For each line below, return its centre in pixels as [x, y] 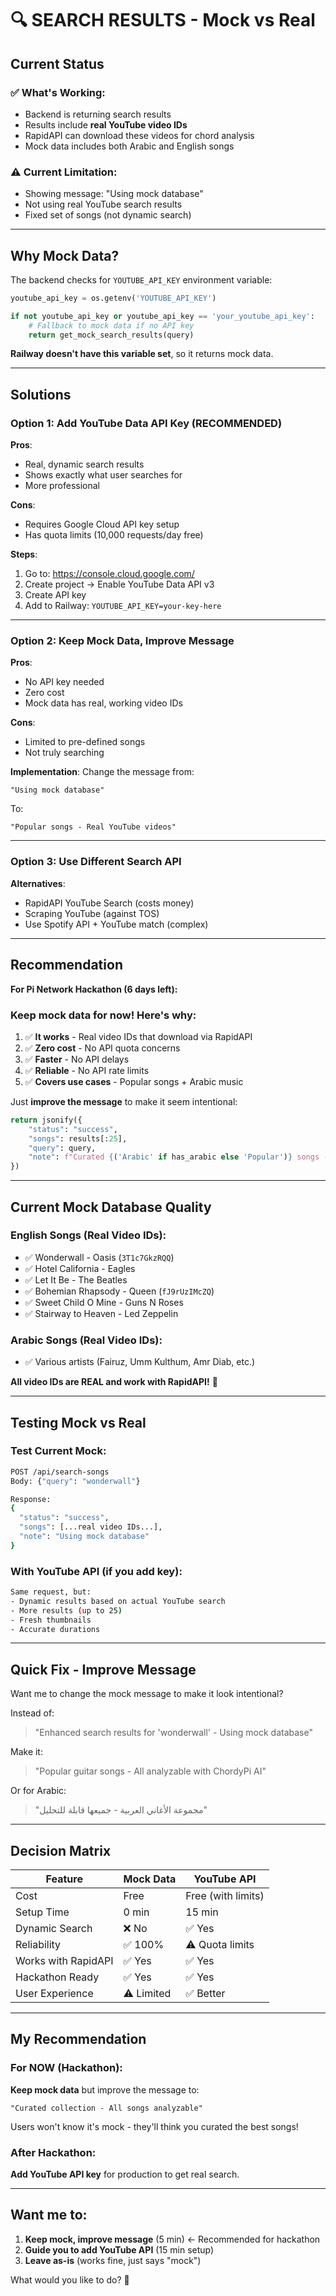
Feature [64, 1879]
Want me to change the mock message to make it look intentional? [147, 1694]
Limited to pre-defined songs [85, 742]
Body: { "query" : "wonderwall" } [75, 1481]
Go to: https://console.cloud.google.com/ [109, 574]
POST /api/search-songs [60, 1472]
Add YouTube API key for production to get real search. [125, 2174]
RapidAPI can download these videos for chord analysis [139, 135]
